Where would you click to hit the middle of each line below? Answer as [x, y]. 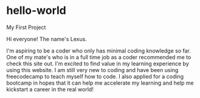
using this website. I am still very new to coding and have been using [92, 70]
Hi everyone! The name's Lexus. [47, 39]
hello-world [36, 11]
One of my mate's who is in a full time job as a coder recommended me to [99, 57]
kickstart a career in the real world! [50, 89]
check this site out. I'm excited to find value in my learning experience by [98, 64]
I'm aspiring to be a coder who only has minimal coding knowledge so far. [99, 51]
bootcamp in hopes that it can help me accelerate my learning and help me [100, 83]
